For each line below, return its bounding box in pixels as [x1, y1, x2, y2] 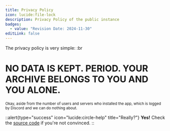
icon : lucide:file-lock [5, 12, 56, 17]
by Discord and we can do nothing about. [5, 105, 77, 111]
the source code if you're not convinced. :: [5, 120, 95, 126]
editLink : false [5, 31, 40, 36]
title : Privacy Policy [5, 7, 53, 13]
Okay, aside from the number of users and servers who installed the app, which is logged [5, 101, 161, 106]
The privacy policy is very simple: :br [5, 45, 83, 51]
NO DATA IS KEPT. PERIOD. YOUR [5, 63, 149, 74]
